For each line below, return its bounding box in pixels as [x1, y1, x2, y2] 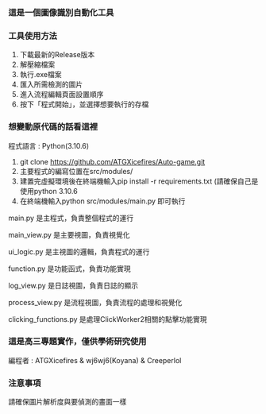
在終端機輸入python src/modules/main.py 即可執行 [19, 196, 186, 206]
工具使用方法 [8, 30, 58, 41]
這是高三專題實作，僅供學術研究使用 [8, 336, 147, 347]
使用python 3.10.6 [19, 186, 78, 195]
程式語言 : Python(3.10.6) [8, 141, 90, 150]
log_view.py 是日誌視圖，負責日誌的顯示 [8, 281, 139, 290]
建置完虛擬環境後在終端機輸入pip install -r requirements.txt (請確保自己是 [19, 176, 259, 186]
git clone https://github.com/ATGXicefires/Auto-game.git [19, 157, 206, 166]
